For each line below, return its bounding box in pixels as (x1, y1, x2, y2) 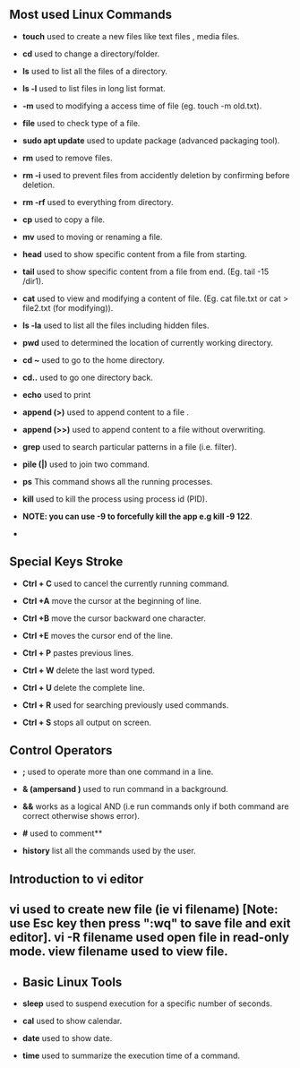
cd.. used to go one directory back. (21, 372, 154, 383)
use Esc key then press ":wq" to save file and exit (9, 916, 291, 931)
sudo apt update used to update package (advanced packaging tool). (21, 134, 280, 146)
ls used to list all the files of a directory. (21, 65, 168, 76)
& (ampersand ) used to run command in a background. (21, 784, 228, 795)
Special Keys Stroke (9, 555, 124, 570)
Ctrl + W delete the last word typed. (21, 665, 155, 676)
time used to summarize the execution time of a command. (21, 1050, 240, 1061)
